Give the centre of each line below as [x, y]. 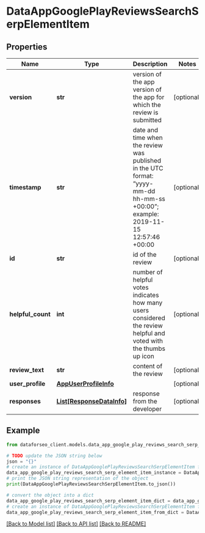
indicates [146, 295]
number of [148, 272]
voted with [148, 341]
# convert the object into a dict [50, 495]
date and [146, 130]
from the [145, 401]
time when [148, 138]
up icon [143, 356]
